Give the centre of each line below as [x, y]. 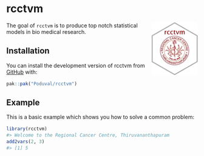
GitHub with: [22, 72]
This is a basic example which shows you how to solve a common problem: [100, 117]
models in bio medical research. [46, 31]
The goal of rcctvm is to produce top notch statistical [72, 25]
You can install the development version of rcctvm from [76, 65]
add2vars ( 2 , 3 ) [25, 142]
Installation [28, 51]
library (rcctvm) [27, 129]
